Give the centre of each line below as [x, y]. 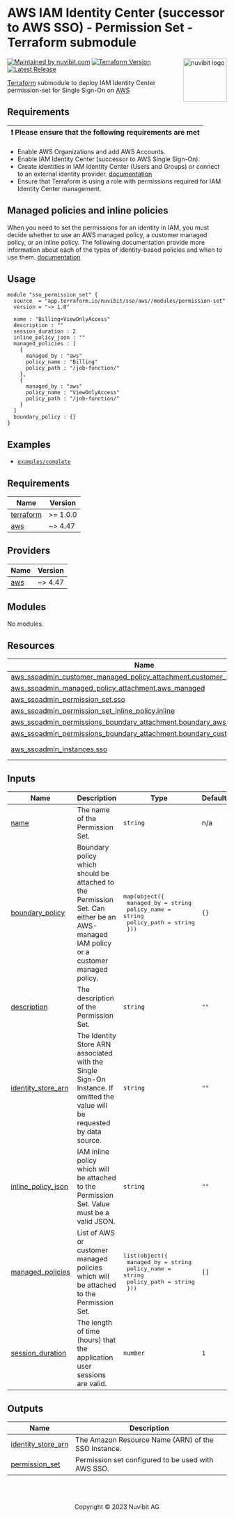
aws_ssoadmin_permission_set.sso [68, 700]
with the [90, 1062]
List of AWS [96, 1233]
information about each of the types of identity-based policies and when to [115, 250]
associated [95, 1053]
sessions [92, 1375]
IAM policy [94, 943]
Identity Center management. [59, 188]
